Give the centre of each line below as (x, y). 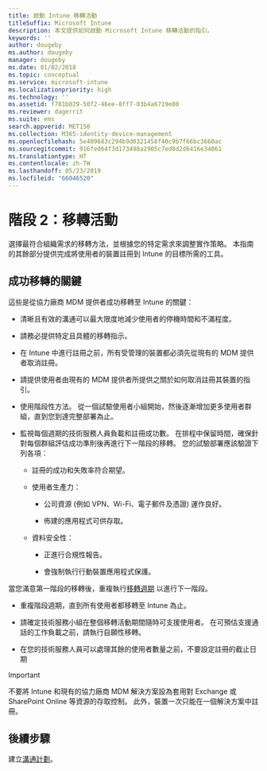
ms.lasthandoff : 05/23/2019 (55, 171)
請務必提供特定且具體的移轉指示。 (75, 336)
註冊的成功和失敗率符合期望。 (80, 469)
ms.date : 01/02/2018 (43, 68)
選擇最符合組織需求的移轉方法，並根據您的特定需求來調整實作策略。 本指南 (131, 243)
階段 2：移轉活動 (63, 220)
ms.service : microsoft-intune (58, 82)
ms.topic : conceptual (44, 75)
